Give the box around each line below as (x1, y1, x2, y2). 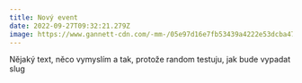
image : (9, 29, 34, 38)
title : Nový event (9, 12, 78, 22)
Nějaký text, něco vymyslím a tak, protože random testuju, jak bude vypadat (9, 54, 291, 65)
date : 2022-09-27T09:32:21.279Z (9, 21, 130, 30)
